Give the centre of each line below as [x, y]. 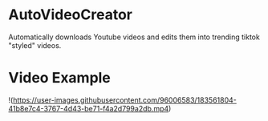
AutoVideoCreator [70, 15]
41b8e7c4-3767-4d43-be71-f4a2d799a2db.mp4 [89, 108]
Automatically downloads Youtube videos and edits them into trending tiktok [134, 37]
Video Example [59, 78]
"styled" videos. [35, 45]
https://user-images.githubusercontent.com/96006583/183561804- [125, 100]
